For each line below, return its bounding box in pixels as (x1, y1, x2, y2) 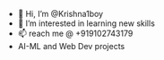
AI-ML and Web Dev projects (17, 41, 125, 51)
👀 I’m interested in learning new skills (17, 18, 155, 29)
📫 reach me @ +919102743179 (17, 28, 134, 39)
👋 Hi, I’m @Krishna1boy (17, 9, 104, 19)
